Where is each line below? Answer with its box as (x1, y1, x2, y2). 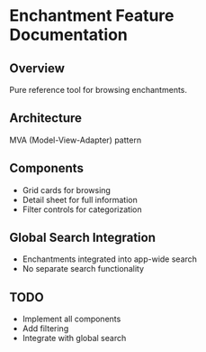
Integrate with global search (22, 333, 127, 344)
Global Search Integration (9, 230, 156, 245)
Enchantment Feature (9, 5, 175, 26)
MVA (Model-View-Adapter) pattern (9, 134, 142, 145)
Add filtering (22, 323, 69, 334)
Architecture (9, 110, 83, 126)
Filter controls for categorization (22, 204, 142, 215)
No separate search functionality (22, 264, 145, 274)
